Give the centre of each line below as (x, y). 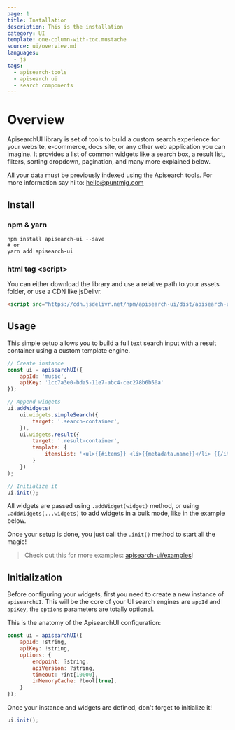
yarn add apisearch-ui (40, 251)
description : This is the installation (65, 27)
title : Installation (37, 20)
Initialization (35, 577)
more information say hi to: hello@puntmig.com (76, 183)
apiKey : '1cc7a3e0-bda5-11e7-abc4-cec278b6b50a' (92, 383)
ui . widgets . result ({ (50, 435)
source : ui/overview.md (42, 46)
